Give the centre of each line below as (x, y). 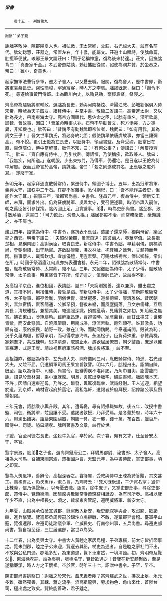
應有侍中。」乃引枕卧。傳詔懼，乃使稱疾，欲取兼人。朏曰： (100, 154)
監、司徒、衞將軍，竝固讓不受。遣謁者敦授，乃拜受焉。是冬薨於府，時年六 (81, 412)
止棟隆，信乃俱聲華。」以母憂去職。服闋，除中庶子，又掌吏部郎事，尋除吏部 (83, 487)
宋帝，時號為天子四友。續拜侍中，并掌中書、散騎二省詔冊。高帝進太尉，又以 (83, 111)
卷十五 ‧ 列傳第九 (31, 21)
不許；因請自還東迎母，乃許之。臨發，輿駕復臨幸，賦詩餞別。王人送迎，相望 (83, 383)
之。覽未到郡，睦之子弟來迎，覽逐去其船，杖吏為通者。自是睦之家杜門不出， (83, 546)
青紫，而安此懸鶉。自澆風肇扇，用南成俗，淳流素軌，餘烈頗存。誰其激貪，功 (83, 323)
